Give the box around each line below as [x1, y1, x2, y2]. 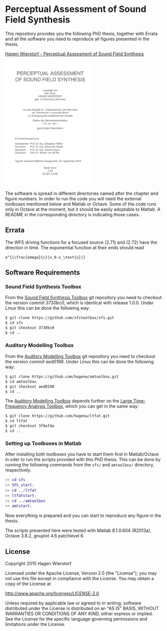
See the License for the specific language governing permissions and [5, 616, 148, 622]
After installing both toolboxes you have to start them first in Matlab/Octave [5, 451, 159, 457]
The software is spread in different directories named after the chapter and [5, 190, 159, 196]
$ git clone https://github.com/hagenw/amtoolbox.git [5, 374, 119, 379]
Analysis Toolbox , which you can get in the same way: [28, 403, 139, 409]
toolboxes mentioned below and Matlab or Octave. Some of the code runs [5, 201, 157, 207]
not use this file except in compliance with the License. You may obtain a [5, 576, 154, 582]
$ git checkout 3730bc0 [5, 325, 55, 330]
